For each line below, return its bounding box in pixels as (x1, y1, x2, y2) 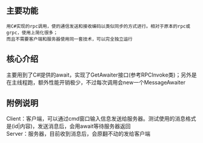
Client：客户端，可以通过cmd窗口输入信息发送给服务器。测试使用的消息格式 (6, 115, 196, 122)
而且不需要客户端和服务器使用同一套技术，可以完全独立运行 (6, 36, 133, 42)
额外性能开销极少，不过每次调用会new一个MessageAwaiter (38, 78, 186, 86)
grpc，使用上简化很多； (6, 30, 58, 36)
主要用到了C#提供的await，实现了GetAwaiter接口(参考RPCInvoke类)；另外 (6, 71, 192, 78)
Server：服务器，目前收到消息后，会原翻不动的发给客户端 (6, 130, 150, 138)
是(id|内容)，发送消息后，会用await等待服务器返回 (6, 122, 131, 130)
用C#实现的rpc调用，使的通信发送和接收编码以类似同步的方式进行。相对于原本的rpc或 (6, 23, 191, 29)
